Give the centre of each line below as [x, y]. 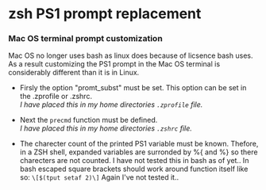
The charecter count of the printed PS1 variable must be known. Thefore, [139, 144]
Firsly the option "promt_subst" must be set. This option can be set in [133, 88]
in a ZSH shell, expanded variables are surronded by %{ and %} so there [139, 152]
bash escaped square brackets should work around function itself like [134, 169]
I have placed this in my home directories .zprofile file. [111, 104]
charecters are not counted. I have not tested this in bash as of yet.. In [134, 161]
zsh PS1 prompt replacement [105, 14]
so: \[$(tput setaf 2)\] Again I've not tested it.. [99, 177]
